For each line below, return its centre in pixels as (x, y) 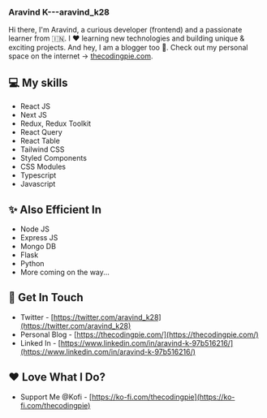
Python (32, 263)
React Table (40, 141)
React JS (35, 106)
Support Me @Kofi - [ (56, 397)
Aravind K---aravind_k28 (59, 12)
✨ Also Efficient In (55, 209)
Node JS (35, 229)
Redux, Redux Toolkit (56, 123)
